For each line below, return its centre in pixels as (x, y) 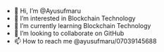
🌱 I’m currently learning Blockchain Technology (82, 26)
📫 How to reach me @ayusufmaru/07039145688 (85, 41)
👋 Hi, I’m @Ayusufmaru (47, 11)
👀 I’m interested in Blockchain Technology (75, 18)
